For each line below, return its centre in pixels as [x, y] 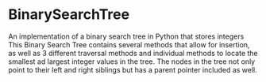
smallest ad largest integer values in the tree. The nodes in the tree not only [132, 61]
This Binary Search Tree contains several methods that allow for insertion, [129, 44]
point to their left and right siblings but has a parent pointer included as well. [133, 69]
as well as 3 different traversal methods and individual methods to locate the [133, 53]
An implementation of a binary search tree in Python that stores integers [126, 36]
